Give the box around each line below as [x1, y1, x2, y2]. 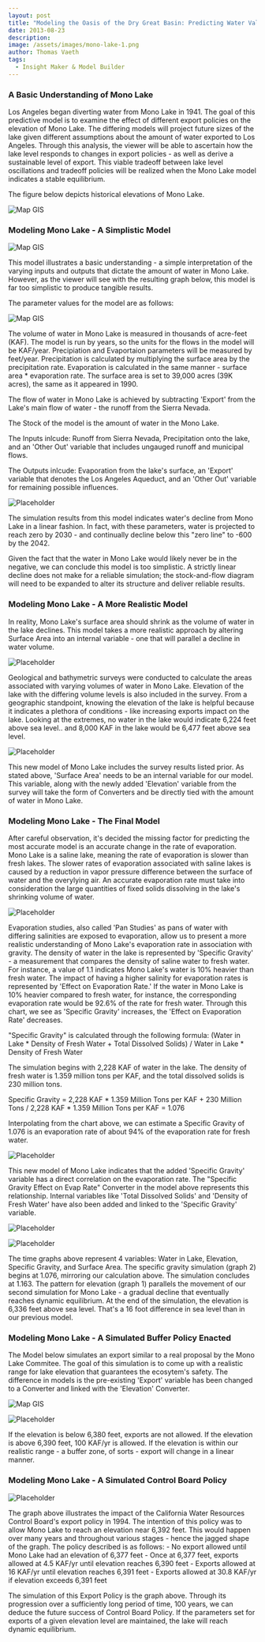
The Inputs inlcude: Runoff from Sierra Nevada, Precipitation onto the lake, [8, 434, 251, 444]
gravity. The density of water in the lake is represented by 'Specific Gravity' [8, 948, 254, 957]
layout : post [8, 11, 51, 20]
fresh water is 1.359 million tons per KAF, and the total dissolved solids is [8, 1070, 244, 1080]
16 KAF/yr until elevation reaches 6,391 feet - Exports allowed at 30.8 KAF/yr [8, 1567, 257, 1576]
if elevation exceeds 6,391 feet [8, 1575, 108, 1585]
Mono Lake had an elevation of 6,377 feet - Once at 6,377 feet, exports [8, 1550, 239, 1560]
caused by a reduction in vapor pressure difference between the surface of [8, 866, 253, 876]
